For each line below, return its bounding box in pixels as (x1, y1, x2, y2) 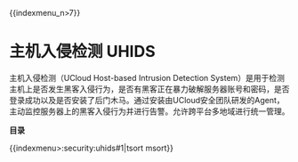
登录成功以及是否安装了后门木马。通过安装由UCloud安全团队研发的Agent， (9, 94, 285, 105)
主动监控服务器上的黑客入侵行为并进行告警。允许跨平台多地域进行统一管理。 (9, 106, 290, 117)
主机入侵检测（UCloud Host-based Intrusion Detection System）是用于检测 (9, 72, 285, 83)
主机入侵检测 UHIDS (9, 42, 156, 61)
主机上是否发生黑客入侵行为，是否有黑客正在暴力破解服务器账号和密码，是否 (9, 84, 290, 94)
